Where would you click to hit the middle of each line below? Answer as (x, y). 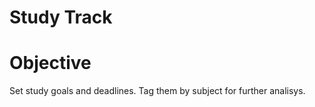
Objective (50, 63)
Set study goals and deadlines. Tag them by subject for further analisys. (157, 91)
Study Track (61, 17)
